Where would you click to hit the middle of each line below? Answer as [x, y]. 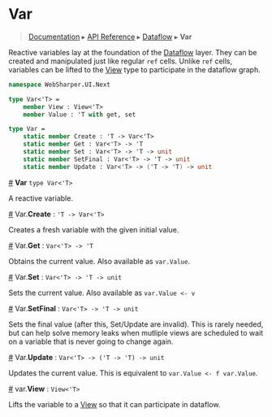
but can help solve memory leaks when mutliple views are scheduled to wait [136, 332]
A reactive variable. [41, 198]
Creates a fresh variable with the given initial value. [94, 229]
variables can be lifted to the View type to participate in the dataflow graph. [135, 69]
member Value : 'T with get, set [80, 115]
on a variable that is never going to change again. [91, 341]
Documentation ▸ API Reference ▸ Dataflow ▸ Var [110, 37]
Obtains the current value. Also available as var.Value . [99, 261]
